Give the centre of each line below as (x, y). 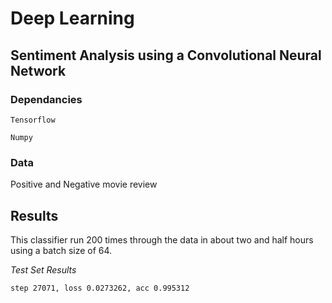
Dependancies (46, 99)
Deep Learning (72, 18)
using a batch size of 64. (61, 250)
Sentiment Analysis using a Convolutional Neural (166, 55)
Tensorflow (33, 120)
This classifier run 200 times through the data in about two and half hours (162, 239)
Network (38, 70)
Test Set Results (43, 269)
